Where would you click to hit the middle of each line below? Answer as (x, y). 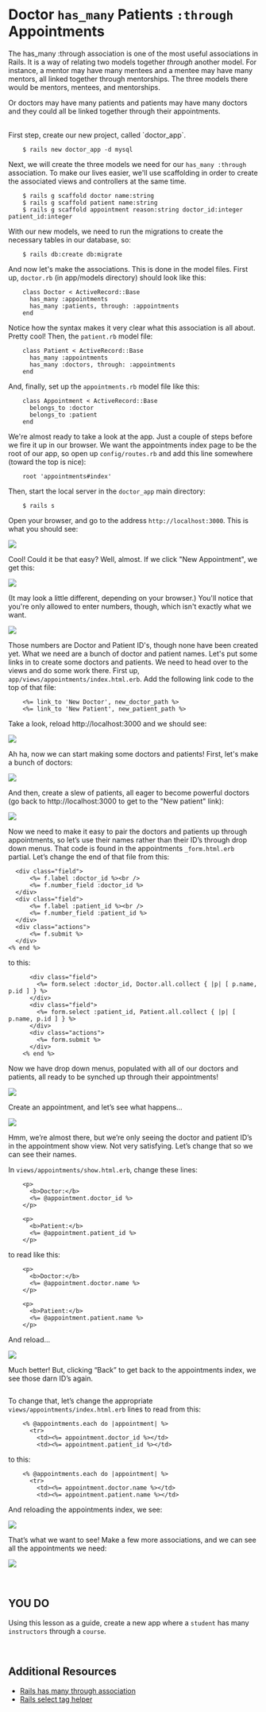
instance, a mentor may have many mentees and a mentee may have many (130, 70)
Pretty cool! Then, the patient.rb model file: (81, 336)
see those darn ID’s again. (51, 1378)
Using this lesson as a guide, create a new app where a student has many (129, 1622)
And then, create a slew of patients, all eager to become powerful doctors (129, 792)
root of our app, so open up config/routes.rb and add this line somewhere (131, 453)
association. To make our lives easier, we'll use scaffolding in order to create (133, 172)
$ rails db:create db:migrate (73, 254)
